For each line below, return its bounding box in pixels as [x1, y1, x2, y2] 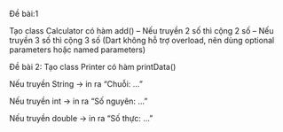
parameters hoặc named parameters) [9, 44, 146, 55]
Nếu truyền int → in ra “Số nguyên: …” [9, 96, 148, 106]
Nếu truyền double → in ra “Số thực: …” [9, 113, 153, 123]
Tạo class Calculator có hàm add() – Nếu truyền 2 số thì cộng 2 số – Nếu [9, 26, 274, 35]
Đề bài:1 [9, 9, 39, 19]
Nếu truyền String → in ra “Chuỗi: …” [9, 79, 144, 89]
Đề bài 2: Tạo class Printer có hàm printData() [9, 62, 177, 72]
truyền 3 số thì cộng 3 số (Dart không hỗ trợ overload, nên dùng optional [9, 35, 275, 45]
